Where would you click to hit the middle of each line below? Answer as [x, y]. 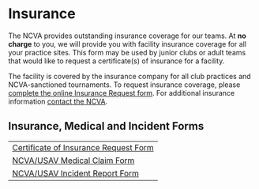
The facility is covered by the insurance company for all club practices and [129, 76]
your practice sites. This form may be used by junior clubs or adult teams [127, 52]
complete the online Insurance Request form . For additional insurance [122, 93]
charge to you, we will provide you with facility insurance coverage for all [128, 43]
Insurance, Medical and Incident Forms [106, 126]
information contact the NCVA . [58, 101]
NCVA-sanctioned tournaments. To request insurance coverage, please [124, 85]
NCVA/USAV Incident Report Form [76, 173]
